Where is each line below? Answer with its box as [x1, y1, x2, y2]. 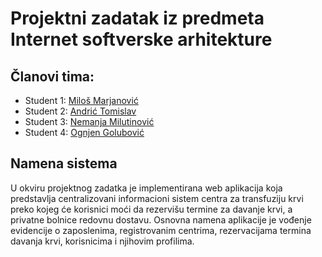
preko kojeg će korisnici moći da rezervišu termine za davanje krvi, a [10, 203, 293, 215]
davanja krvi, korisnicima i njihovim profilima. [10, 235, 195, 247]
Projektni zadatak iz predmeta [10, 7, 265, 30]
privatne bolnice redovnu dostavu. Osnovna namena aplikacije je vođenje [10, 213, 312, 226]
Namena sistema [10, 155, 118, 172]
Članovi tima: [10, 68, 95, 85]
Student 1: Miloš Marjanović [24, 95, 139, 106]
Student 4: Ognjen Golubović [24, 127, 145, 138]
